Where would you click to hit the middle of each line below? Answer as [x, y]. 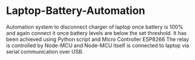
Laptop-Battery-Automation [76, 11]
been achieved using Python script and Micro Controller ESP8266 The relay [97, 39]
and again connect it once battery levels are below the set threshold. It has [96, 33]
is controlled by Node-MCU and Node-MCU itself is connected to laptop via [98, 45]
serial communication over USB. [45, 51]
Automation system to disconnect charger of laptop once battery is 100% [95, 27]
